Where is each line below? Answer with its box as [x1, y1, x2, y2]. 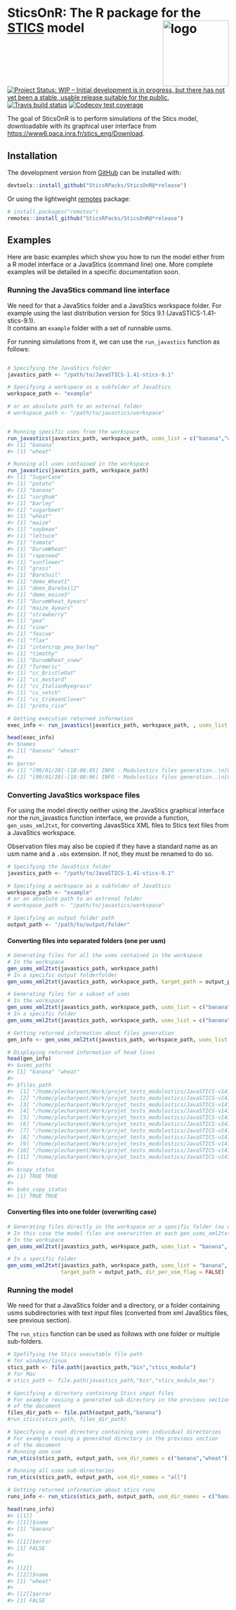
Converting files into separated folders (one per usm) [7, 936, 166, 944]
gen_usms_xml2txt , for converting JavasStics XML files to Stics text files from [7, 821, 229, 829]
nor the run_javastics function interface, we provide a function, [7, 813, 190, 822]
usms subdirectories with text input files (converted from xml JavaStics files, [7, 1309, 229, 1317]
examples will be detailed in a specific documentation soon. [7, 268, 181, 276]
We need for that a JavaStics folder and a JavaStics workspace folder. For [7, 301, 222, 310]
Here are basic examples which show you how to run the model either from [7, 253, 225, 261]
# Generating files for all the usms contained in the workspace [7, 952, 202, 959]
